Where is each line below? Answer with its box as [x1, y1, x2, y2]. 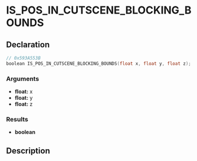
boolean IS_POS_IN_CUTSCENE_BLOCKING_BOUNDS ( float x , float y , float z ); [6, 60, 192, 67]
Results [6, 115, 28, 123]
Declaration [6, 40, 50, 50]
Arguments [6, 74, 40, 83]
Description [6, 146, 50, 156]
